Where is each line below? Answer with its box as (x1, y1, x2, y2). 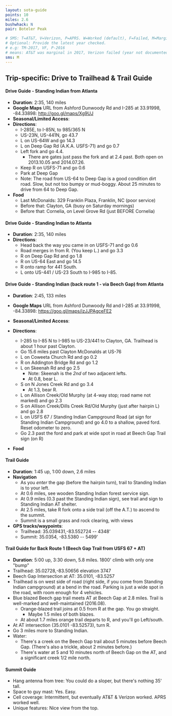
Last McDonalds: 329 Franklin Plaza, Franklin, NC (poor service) (20, 198, 156, 204)
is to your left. (20, 485, 50, 491)
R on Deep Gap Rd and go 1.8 (20, 253, 82, 259)
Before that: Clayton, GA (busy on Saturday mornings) (20, 203, 135, 209)
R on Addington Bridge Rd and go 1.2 (20, 359, 98, 365)
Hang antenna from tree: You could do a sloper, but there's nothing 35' (12, 678, 162, 684)
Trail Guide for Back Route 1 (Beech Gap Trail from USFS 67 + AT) (5, 546, 146, 552)
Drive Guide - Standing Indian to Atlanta (5, 220, 92, 226)
